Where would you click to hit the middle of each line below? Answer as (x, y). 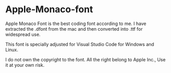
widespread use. (23, 34)
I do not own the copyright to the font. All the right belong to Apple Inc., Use (85, 59)
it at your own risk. (25, 65)
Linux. (12, 50)
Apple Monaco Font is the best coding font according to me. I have (76, 23)
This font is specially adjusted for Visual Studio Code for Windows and (80, 44)
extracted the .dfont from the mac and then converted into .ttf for (74, 29)
